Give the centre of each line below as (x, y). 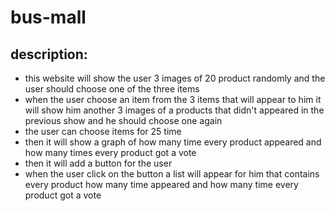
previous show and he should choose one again (123, 120)
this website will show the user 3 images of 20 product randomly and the (175, 78)
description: (49, 54)
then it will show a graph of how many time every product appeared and (173, 142)
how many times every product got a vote (110, 152)
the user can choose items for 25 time (103, 131)
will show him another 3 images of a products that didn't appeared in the (174, 110)
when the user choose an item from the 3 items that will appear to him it (173, 99)
